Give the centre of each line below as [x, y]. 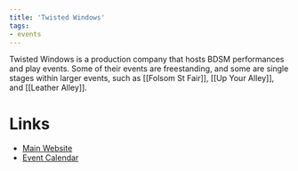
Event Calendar [50, 158]
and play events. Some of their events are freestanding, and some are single [149, 69]
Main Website [47, 149]
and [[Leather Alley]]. [48, 88]
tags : [19, 26]
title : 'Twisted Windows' [57, 17]
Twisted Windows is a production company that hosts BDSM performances [147, 60]
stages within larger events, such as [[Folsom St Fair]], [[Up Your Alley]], [142, 78]
